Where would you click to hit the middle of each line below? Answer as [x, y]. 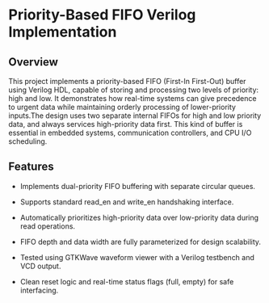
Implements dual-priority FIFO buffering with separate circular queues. [138, 186]
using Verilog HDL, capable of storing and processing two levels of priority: [134, 90]
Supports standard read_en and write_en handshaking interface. [127, 202]
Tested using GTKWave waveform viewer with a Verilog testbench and [137, 257]
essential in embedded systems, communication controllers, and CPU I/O [130, 133]
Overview [34, 62]
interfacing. [39, 290]
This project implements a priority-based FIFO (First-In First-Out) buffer [127, 81]
